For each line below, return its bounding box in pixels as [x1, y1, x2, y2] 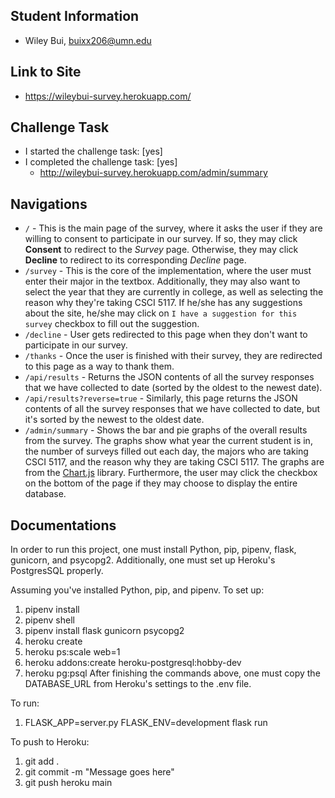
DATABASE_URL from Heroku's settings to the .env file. [24, 678, 252, 690]
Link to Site [10, 64, 82, 81]
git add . [24, 755, 60, 768]
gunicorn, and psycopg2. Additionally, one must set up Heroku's [10, 554, 276, 566]
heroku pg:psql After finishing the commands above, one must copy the [24, 667, 321, 679]
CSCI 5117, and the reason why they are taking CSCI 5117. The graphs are [24, 456, 325, 468]
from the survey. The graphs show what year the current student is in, [24, 435, 313, 447]
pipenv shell [24, 614, 75, 626]
